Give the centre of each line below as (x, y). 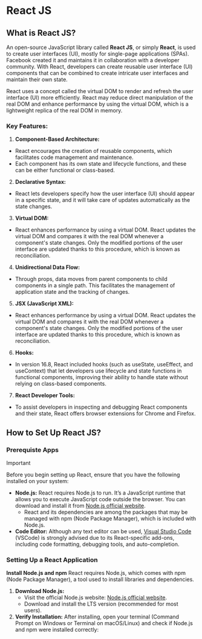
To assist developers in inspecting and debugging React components (101, 407)
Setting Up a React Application (52, 560)
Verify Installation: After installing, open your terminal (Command (97, 617)
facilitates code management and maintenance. (74, 157)
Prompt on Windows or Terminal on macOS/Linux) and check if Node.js (104, 623)
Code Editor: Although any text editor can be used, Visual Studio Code (103, 531)
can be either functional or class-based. (65, 170)
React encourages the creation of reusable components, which (93, 151)
